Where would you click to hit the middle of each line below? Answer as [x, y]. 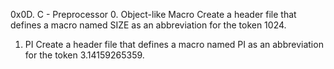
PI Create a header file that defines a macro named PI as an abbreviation [174, 44]
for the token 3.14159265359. [84, 55]
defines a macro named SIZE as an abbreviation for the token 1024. [148, 25]
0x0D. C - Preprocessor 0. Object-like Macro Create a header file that [153, 14]
